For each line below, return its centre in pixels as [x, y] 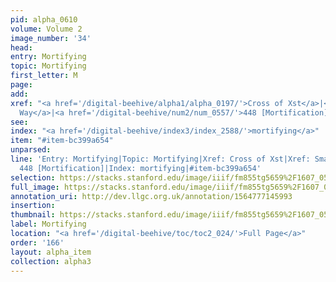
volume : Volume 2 [46, 29]
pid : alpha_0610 [44, 19]
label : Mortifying [48, 224]
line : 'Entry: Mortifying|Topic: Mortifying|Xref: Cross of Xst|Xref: [160, 159]
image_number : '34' [51, 38]
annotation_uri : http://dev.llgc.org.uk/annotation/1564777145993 [151, 196]
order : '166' [37, 242]
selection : [33, 177]
